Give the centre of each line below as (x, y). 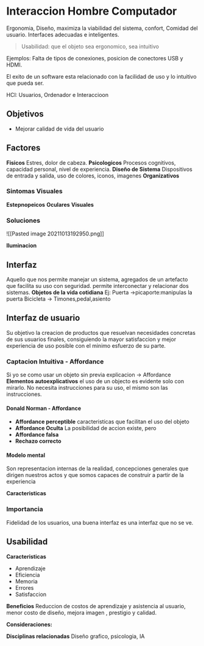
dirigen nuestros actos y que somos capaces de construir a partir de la (95, 475)
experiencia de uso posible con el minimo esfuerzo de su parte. (86, 345)
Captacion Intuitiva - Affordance (55, 361)
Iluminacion (22, 246)
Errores (24, 587)
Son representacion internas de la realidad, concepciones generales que (97, 468)
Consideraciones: (30, 624)
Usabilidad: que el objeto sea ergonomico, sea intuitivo (90, 46)
